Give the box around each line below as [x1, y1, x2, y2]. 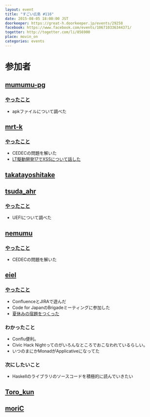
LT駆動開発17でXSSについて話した [12, 156, 81, 162]
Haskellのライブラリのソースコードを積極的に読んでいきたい [12, 373, 133, 380]
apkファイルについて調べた [12, 108, 67, 114]
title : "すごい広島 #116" [5, 12, 54, 17]
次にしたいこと [5, 361, 40, 368]
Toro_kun [5, 388, 35, 396]
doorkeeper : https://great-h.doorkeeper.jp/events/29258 [5, 20, 123, 26]
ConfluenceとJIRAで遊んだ [12, 298, 67, 304]
